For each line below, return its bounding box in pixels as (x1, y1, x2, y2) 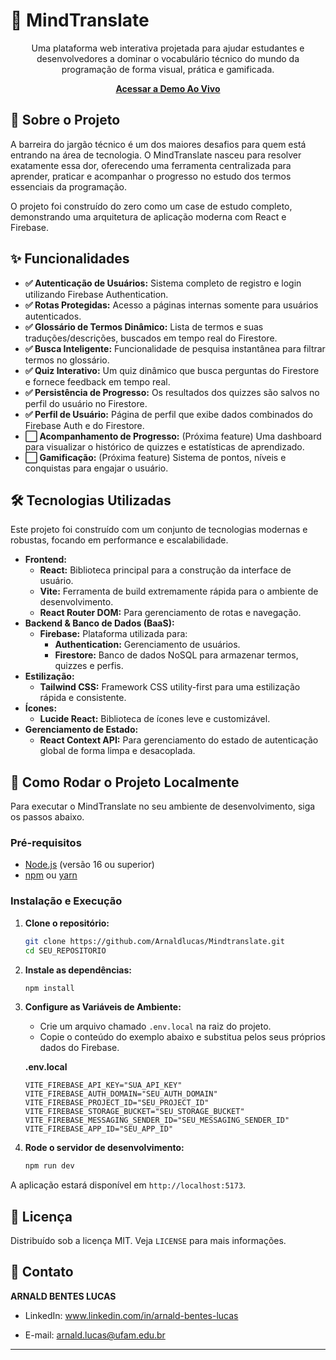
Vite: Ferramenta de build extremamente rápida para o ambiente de (39, 585, 319, 598)
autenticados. (24, 310, 82, 322)
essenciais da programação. (10, 180, 127, 193)
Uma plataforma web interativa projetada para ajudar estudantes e (31, 42, 305, 54)
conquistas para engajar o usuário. (24, 462, 169, 474)
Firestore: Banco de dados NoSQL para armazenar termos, (54, 649, 299, 661)
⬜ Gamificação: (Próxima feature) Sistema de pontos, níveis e (24, 451, 287, 463)
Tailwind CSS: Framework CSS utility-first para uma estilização (39, 681, 301, 693)
